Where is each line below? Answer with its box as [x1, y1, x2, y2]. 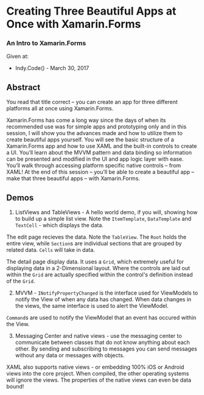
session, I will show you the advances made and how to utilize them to [6, 130, 183, 137]
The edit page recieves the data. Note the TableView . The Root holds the [6, 233, 187, 241]
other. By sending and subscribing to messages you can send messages [15, 345, 197, 352]
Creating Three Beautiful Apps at [6, 4, 177, 18]
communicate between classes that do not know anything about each [15, 339, 190, 346]
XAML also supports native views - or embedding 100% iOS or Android [6, 363, 185, 371]
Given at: [6, 53, 29, 60]
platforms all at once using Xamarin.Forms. [6, 105, 114, 112]
